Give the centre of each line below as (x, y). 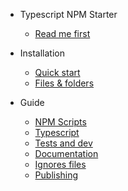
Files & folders (64, 83)
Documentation (66, 153)
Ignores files (60, 164)
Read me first (62, 33)
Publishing (56, 175)
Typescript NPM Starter (68, 14)
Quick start (57, 72)
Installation (42, 53)
